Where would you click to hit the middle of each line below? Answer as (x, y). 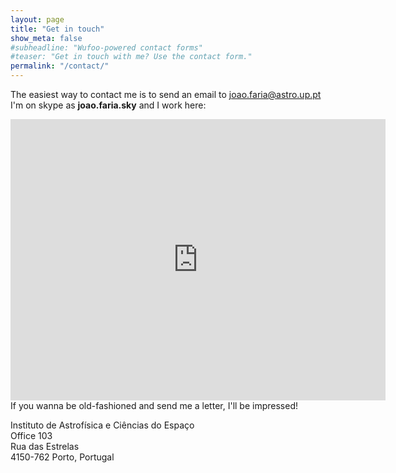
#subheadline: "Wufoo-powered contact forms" (106, 47)
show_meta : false (46, 38)
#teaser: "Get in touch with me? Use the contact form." (131, 57)
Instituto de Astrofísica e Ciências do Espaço (102, 425)
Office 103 (31, 435)
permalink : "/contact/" (60, 66)
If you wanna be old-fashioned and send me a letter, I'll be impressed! (154, 405)
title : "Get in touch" (57, 29)
